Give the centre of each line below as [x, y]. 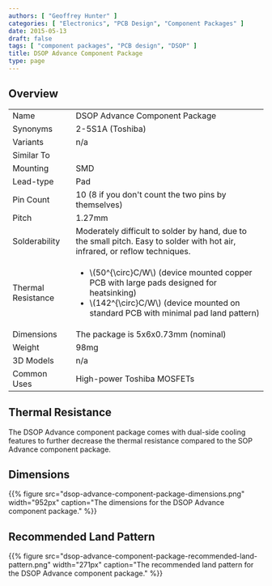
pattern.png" [30, 565]
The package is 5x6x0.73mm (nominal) [151, 334]
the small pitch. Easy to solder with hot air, [156, 241]
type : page [27, 62]
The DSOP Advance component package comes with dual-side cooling [127, 432]
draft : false [30, 38]
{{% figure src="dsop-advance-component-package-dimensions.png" [127, 494]
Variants [28, 142]
